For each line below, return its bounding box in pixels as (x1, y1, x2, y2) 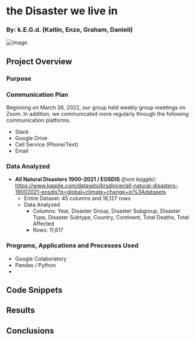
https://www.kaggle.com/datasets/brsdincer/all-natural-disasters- (14, 182, 178, 189)
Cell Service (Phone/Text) (14, 141, 79, 148)
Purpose (6, 74, 32, 82)
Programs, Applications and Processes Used (6, 241, 139, 250)
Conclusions (6, 326, 54, 336)
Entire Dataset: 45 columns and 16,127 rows (23, 195, 131, 202)
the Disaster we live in (6, 4, 118, 18)
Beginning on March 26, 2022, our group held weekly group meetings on (6, 104, 186, 111)
